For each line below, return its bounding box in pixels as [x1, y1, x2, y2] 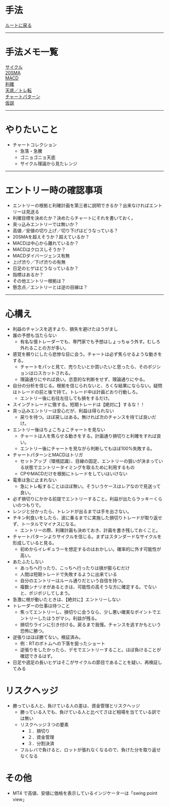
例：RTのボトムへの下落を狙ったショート [20, 640, 106, 647]
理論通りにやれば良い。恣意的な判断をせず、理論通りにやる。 [20, 376, 148, 382]
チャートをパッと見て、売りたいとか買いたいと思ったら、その [20, 363, 148, 370]
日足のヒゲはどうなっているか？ [12, 265, 79, 271]
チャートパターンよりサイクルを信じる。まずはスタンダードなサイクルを [12, 533, 162, 539]
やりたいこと [5, 124, 59, 136]
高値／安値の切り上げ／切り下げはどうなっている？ [12, 227, 119, 233]
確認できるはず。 [20, 653, 55, 659]
